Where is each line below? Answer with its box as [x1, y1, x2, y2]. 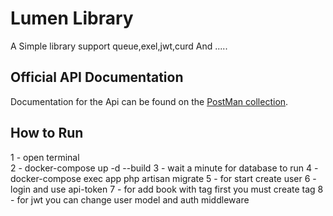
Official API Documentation [10, 69, 184, 86]
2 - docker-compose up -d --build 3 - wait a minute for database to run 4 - [10, 162, 319, 174]
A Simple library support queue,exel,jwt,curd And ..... [10, 40, 228, 52]
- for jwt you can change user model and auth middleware [10, 193, 250, 206]
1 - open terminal [10, 151, 80, 163]
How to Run [10, 125, 84, 142]
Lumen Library [10, 7, 134, 30]
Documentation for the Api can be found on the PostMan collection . [10, 95, 289, 107]
